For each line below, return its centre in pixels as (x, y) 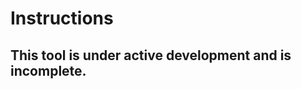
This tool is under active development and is (151, 55)
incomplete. (48, 70)
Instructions (62, 18)
